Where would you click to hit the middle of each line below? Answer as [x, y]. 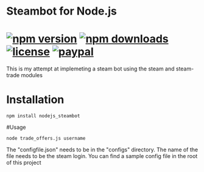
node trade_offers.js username [46, 139]
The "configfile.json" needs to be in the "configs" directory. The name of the [102, 150]
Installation [35, 100]
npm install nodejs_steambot [43, 116]
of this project [24, 163]
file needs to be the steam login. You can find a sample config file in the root [102, 156]
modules [32, 75]
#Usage [16, 127]
